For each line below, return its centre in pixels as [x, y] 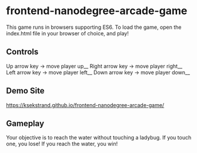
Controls [22, 52]
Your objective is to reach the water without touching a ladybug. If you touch [99, 138]
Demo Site [26, 91]
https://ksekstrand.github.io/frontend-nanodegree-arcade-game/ [85, 105]
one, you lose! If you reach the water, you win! [62, 144]
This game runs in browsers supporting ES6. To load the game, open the [94, 27]
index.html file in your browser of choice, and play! [68, 33]
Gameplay [25, 123]
